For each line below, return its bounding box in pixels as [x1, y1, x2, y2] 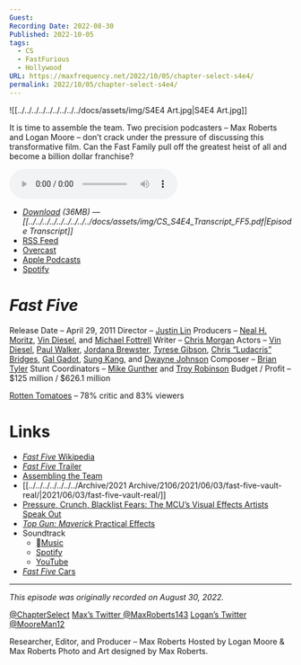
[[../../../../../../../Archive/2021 [21, 480, 127, 491]
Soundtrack [21, 528, 65, 538]
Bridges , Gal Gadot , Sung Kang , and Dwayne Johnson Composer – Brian [9, 353, 277, 364]
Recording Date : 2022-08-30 [9, 22, 115, 31]
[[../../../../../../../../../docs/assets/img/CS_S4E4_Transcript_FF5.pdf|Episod [21, 216, 292, 226]
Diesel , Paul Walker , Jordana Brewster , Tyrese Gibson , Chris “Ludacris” [9, 343, 272, 355]
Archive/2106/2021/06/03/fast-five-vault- [128, 480, 282, 491]
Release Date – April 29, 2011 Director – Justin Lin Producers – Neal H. [9, 324, 267, 335]
